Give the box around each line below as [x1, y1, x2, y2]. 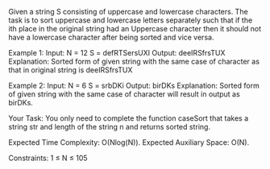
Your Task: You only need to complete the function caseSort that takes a [8, 113, 249, 123]
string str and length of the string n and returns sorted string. [8, 122, 211, 131]
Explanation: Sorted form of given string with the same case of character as [8, 56, 260, 66]
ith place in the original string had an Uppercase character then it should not [8, 24, 262, 33]
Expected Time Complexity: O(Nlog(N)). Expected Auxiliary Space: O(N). [8, 138, 250, 147]
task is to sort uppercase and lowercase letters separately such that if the [8, 15, 253, 25]
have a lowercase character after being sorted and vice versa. [8, 32, 214, 42]
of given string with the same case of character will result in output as [8, 89, 240, 99]
